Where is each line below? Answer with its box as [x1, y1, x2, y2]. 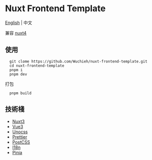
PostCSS [12, 139, 30, 145]
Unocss [12, 129, 28, 135]
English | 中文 [5, 20, 33, 25]
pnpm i [9, 67, 23, 72]
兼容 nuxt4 [5, 30, 27, 36]
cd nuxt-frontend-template [9, 63, 65, 68]
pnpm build [9, 91, 32, 96]
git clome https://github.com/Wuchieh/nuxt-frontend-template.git [9, 59, 148, 64]
